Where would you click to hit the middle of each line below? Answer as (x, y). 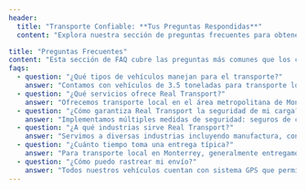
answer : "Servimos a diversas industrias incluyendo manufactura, (154, 136)
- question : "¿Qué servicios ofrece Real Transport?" (121, 94)
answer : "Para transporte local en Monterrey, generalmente (142, 153)
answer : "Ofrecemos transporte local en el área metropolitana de (154, 102)
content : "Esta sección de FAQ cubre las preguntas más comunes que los (150, 60)
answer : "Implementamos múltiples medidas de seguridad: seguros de (158, 120)
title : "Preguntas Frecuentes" (68, 51)
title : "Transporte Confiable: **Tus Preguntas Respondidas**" (139, 26)
